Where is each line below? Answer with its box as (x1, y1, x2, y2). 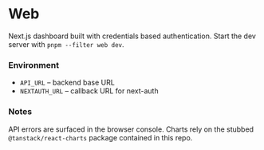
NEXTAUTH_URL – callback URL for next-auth (19, 86, 159, 96)
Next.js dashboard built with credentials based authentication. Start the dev (8, 31, 257, 41)
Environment (8, 59, 60, 70)
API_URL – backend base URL (19, 77, 116, 88)
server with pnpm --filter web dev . (8, 39, 125, 49)
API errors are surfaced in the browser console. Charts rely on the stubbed (8, 124, 254, 134)
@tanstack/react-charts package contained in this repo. (8, 132, 193, 142)
